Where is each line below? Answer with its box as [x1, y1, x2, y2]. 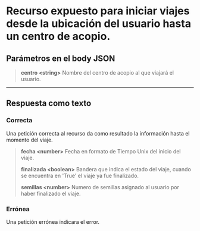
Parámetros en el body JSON [6, 53, 115, 63]
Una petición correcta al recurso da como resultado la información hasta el [6, 130, 190, 137]
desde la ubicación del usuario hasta [6, 17, 192, 30]
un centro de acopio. [6, 30, 111, 43]
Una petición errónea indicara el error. [6, 218, 100, 225]
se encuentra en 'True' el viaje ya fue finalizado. [20, 172, 139, 179]
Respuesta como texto [6, 98, 92, 109]
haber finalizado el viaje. [20, 190, 82, 197]
